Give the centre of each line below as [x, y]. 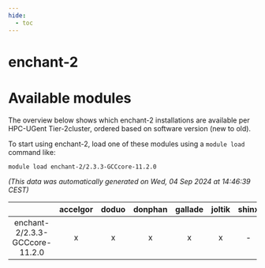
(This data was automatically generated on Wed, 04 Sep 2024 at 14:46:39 [129, 181]
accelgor [76, 209]
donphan [150, 209]
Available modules [70, 98]
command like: [32, 152]
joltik [221, 209]
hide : [17, 15]
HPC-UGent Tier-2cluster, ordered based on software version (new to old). [129, 128]
